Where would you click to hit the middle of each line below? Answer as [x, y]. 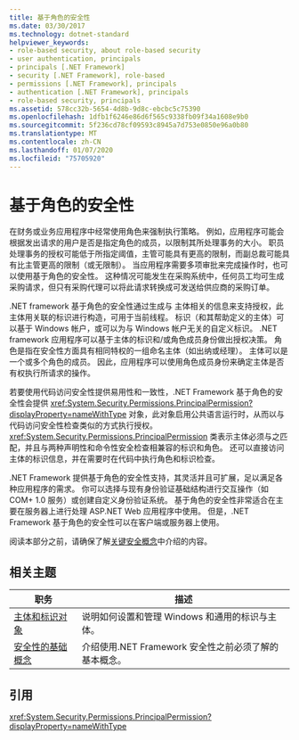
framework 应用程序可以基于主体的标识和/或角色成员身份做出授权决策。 [141, 340]
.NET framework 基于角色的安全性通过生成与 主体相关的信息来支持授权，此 [147, 306]
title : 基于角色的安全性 [50, 17]
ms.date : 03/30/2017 [48, 26]
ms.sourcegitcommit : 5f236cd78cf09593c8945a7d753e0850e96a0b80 [129, 126]
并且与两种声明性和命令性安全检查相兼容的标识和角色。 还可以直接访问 [154, 448]
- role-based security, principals [75, 100]
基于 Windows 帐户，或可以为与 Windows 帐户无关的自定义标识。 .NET [147, 329]
